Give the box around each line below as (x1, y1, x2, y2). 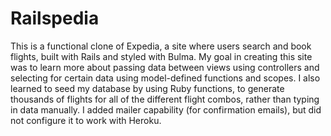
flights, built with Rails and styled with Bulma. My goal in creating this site (10, 50, 313, 62)
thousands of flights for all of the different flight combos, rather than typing (10, 93, 320, 105)
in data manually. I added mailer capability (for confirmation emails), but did (10, 103, 322, 116)
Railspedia (10, 7, 100, 30)
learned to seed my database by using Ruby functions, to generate (10, 82, 285, 94)
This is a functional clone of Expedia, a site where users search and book (10, 40, 312, 52)
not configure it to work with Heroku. (10, 114, 162, 126)
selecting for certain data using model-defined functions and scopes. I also (10, 72, 321, 84)
